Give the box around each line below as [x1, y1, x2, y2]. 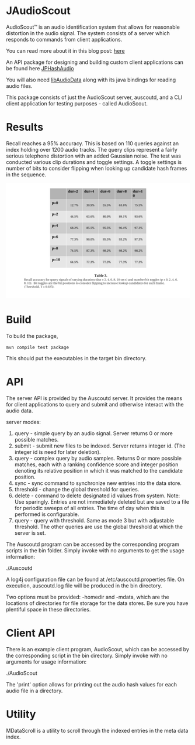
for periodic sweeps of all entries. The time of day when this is [14, 504, 165, 511]
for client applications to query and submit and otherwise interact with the [6, 401, 184, 408]
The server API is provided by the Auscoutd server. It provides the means [6, 394, 183, 402]
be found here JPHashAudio [6, 64, 74, 71]
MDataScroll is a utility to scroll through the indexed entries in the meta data [6, 727, 189, 734]
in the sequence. [6, 171, 47, 178]
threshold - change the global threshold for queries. [14, 486, 140, 493]
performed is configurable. [14, 511, 79, 518]
